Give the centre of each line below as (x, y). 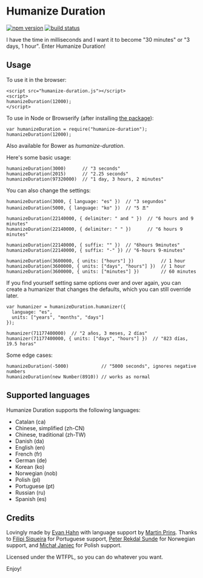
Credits (21, 518)
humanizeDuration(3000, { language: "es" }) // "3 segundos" (86, 201)
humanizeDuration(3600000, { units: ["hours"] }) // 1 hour (96, 261)
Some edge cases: (30, 355)
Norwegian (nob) (36, 473)
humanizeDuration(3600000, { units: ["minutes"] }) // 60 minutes (101, 271)
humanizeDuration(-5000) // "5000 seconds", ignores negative (101, 366)
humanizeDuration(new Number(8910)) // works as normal (78, 377)
